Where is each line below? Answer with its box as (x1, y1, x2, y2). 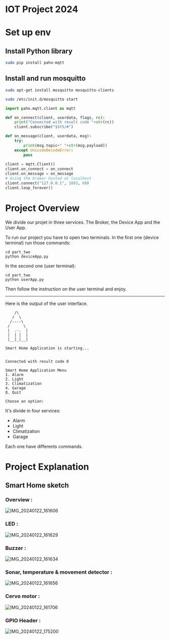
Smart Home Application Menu (5, 368, 67, 373)
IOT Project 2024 (5, 4, 78, 15)
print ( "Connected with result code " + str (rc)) (14, 120, 114, 125)
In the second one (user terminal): (5, 263, 76, 269)
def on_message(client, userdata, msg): (5, 134, 92, 139)
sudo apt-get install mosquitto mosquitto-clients (5, 88, 114, 93)
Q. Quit (5, 390, 22, 395)
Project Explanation (5, 461, 90, 473)
